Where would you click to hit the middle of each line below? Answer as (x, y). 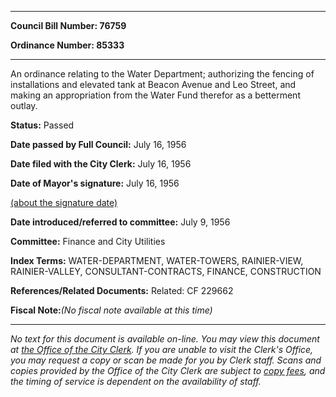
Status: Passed (42, 125)
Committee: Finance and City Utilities (88, 241)
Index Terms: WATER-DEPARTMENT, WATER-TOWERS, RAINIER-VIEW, (157, 260)
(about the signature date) (64, 202)
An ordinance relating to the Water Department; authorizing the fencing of (162, 74)
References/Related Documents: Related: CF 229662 (122, 290)
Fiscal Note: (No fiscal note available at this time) (111, 310)
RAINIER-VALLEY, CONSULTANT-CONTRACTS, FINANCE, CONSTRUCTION (166, 271)
